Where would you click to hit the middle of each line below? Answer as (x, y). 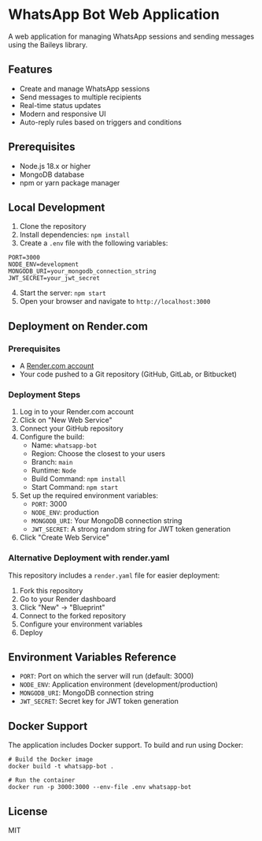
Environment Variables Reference (92, 658)
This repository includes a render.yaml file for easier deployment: (114, 575)
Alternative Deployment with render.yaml (89, 558)
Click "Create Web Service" (65, 537)
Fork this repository (51, 590)
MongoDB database (52, 174)
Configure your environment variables (81, 624)
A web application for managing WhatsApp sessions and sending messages (131, 36)
